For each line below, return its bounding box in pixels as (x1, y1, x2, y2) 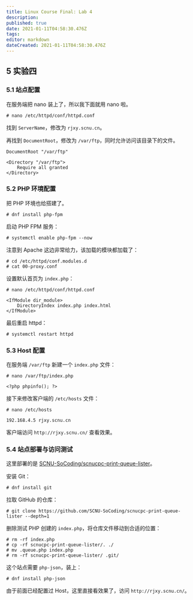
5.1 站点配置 (6, 85, 41, 94)
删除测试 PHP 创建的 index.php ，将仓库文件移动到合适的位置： (6, 525, 161, 532)
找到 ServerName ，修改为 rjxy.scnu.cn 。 (6, 124, 105, 131)
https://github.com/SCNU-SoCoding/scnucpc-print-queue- (38, 508, 181, 515)
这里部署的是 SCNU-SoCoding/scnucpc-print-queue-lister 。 (6, 460, 156, 467)
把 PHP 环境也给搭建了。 (6, 199, 68, 206)
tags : (6, 31, 20, 37)
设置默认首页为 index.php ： (6, 274, 74, 282)
